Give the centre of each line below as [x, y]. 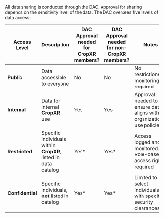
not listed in [55, 196]
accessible [54, 77]
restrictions [147, 74]
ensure [142, 107]
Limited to [145, 178]
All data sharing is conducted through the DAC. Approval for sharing [73, 7]
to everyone [55, 84]
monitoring [147, 80]
